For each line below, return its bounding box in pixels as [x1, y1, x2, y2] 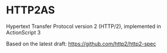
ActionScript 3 [6, 29, 41, 36]
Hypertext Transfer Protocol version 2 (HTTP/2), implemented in [6, 23, 161, 30]
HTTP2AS [6, 3, 55, 17]
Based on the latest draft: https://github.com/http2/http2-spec [6, 40, 156, 47]
